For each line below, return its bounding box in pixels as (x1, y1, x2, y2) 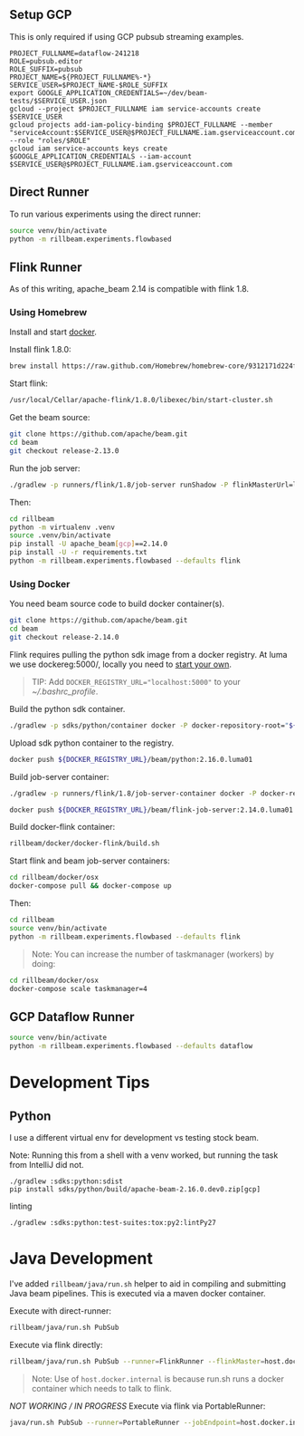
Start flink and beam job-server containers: (9, 855, 170, 866)
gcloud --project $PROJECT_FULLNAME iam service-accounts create (9, 104, 261, 113)
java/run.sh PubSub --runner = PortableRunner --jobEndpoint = (9, 1418, 242, 1427)
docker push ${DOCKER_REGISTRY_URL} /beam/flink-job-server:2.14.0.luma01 (9, 805, 294, 814)
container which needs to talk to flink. (31, 1383, 172, 1393)
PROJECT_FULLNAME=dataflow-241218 (9, 49, 140, 58)
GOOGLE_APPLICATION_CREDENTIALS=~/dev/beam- (37, 88, 208, 98)
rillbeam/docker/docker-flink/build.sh (9, 839, 160, 848)
